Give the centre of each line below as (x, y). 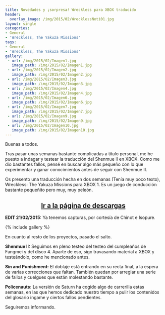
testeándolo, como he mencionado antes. (48, 257)
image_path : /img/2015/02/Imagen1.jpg (52, 65)
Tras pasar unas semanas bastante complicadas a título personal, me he (79, 154)
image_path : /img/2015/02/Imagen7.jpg (52, 112)
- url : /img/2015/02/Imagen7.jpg (42, 107)
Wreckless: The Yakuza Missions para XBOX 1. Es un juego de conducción (81, 185)
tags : (11, 42)
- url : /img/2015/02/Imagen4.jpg (42, 88)
